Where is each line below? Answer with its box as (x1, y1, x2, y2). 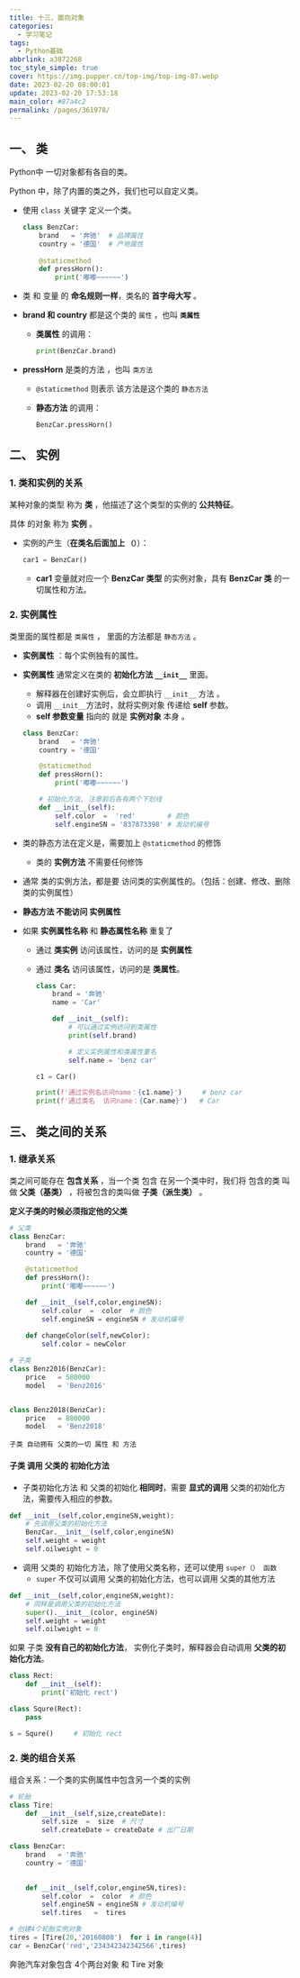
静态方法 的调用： (35, 403, 101, 413)
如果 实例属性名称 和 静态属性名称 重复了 (22, 925, 173, 936)
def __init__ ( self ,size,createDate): (25, 1809, 167, 1818)
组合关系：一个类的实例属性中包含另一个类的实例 (9, 1774, 190, 1784)
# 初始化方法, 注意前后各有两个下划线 (39, 794, 163, 804)
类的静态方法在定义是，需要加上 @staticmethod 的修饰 (22, 837, 222, 848)
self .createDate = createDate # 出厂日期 (41, 1826, 193, 1835)
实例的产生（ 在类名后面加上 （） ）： (22, 537, 149, 548)
